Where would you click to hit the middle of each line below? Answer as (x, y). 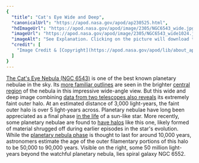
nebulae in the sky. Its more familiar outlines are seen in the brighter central (98, 84)
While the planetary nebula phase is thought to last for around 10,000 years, (99, 135)
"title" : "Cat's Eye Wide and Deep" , (58, 17)
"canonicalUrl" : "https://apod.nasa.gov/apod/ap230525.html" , (90, 23)
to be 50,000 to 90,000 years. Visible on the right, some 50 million (87, 147)
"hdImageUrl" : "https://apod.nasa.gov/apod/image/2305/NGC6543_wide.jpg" (104, 28)
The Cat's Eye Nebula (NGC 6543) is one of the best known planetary (91, 78)
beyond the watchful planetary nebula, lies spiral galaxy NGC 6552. (103, 154)
